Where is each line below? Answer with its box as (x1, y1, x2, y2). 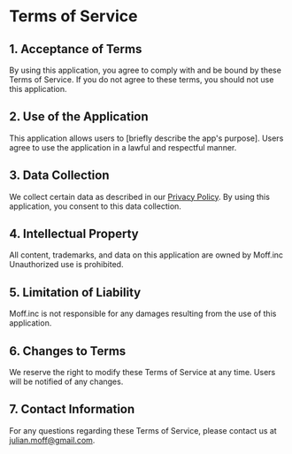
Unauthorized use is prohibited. (9, 259, 124, 270)
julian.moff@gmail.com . (9, 435, 96, 445)
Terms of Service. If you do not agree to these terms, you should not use (9, 74, 274, 85)
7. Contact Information (9, 402, 135, 417)
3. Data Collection (9, 168, 110, 183)
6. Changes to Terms (9, 343, 127, 358)
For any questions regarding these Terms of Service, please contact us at (9, 425, 277, 435)
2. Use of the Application (9, 109, 149, 125)
